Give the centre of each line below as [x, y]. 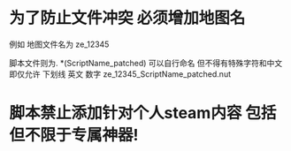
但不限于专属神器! [74, 136]
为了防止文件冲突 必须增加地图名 [127, 18]
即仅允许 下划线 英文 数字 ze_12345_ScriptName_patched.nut [120, 74]
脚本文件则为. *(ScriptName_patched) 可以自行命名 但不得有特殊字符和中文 [146, 63]
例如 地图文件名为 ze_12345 [59, 44]
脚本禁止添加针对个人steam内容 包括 [143, 113]
